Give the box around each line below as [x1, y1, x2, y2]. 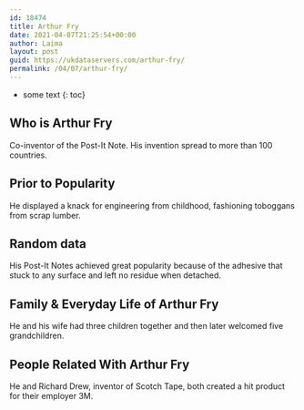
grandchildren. [9, 330, 65, 342]
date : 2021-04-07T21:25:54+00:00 [9, 30, 137, 39]
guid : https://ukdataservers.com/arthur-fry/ [9, 56, 185, 65]
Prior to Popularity [9, 176, 116, 191]
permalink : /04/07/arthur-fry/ [9, 65, 128, 74]
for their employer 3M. [9, 390, 94, 401]
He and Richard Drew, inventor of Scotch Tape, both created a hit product [9, 380, 285, 392]
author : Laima [9, 38, 64, 48]
